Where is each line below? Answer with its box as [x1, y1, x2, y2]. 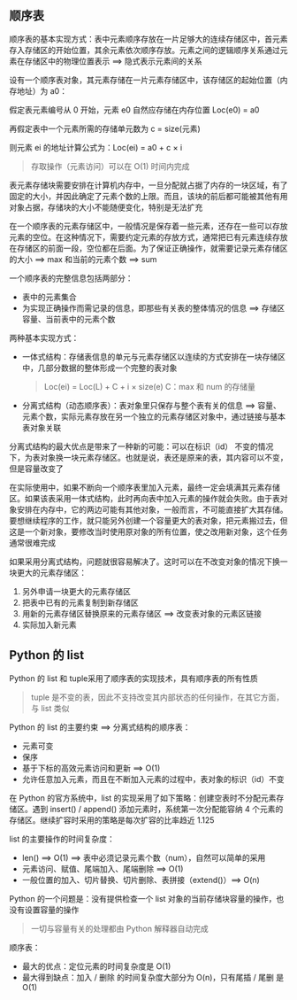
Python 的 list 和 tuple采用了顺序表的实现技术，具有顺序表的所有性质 [9, 672, 259, 684]
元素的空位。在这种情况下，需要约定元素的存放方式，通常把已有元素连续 [9, 231, 272, 242]
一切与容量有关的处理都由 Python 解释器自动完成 [30, 923, 209, 934]
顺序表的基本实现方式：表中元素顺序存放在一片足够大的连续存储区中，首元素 [9, 34, 288, 44]
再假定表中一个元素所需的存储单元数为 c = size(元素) [9, 123, 201, 134]
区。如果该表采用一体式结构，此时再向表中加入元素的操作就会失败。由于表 [9, 492, 280, 503]
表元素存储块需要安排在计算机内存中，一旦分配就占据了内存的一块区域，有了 [9, 180, 288, 190]
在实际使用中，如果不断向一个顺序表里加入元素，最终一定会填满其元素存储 [9, 482, 280, 492]
